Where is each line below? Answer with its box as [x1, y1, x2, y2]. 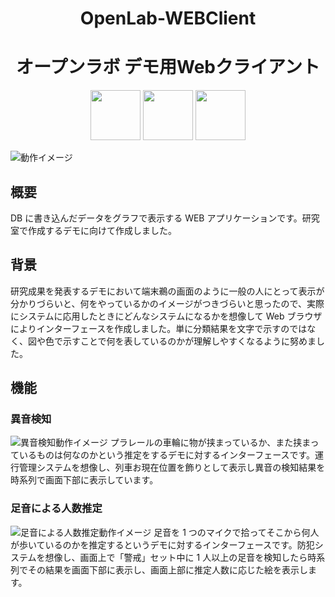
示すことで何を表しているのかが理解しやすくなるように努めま [62, 335, 317, 347]
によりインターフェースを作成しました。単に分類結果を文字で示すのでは [10, 322, 308, 334]
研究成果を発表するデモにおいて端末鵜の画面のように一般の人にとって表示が [10, 285, 325, 297]
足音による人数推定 [10, 502, 103, 516]
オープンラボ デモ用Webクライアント [16, 56, 320, 79]
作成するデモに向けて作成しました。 [27, 224, 177, 236]
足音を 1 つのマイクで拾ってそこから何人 [153, 526, 320, 538]
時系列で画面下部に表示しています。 [10, 474, 159, 486]
